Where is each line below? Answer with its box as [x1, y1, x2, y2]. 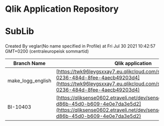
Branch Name [13, 60, 46, 67]
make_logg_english [7, 77, 52, 84]
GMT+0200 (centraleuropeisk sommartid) [5, 48, 89, 54]
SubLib [5, 26, 34, 37]
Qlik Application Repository [5, 3, 119, 15]
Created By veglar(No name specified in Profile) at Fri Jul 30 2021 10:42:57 [5, 43, 156, 49]
